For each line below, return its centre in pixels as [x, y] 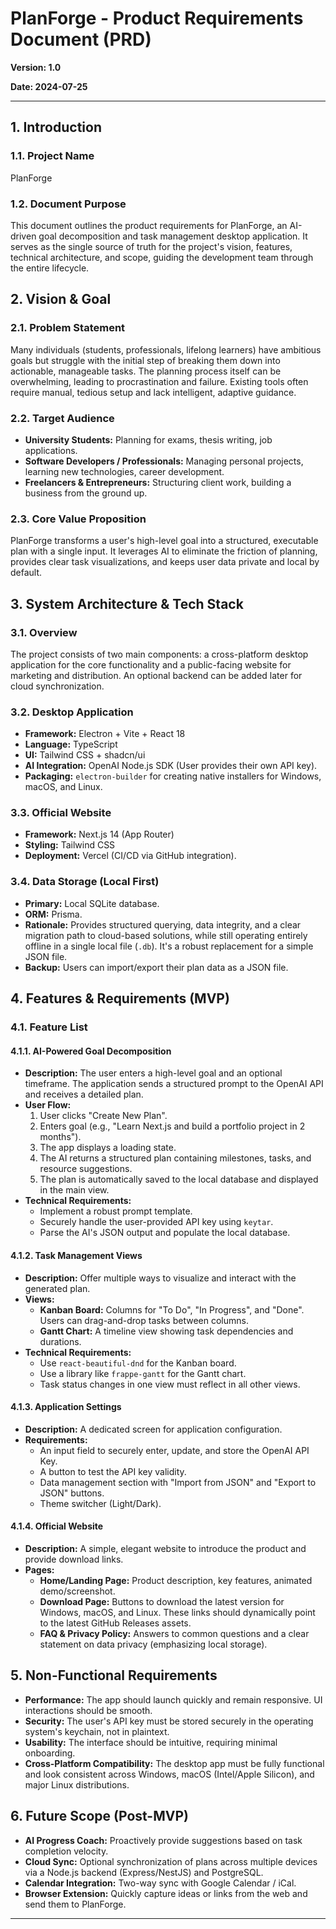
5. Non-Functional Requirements [114, 1675]
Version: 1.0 [36, 67]
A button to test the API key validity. [113, 1471]
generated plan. [57, 1288]
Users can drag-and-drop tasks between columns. [144, 1320]
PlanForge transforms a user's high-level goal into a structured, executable [164, 541]
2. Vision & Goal [61, 299]
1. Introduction [56, 127]
